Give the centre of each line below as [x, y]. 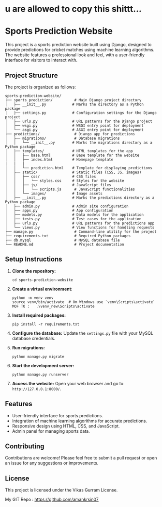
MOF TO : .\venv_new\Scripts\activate [53, 306]
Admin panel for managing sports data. [51, 431]
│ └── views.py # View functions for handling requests [80, 227]
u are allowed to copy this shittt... [73, 9]
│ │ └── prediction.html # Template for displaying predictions [79, 168]
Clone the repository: [34, 271]
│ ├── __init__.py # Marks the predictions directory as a [80, 197]
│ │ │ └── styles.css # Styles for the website [65, 180]
